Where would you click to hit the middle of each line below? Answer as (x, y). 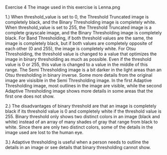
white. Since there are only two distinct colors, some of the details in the (79, 127)
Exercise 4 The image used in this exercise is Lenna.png (63, 7)
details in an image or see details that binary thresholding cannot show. (78, 147)
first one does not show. (30, 96)
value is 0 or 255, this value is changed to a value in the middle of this (77, 65)
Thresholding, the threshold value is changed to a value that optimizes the (81, 54)
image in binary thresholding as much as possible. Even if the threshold (78, 59)
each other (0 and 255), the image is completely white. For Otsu (71, 49)
